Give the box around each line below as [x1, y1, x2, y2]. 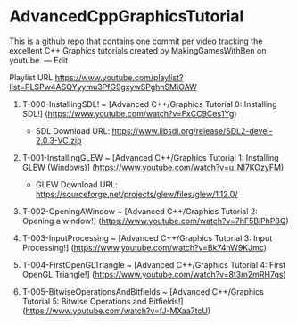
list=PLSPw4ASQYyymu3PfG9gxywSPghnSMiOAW [9, 81, 198, 92]
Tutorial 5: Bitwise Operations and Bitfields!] [21, 296, 185, 306]
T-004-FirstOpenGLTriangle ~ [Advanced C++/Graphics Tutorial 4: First [21, 259, 286, 270]
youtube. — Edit [9, 54, 69, 65]
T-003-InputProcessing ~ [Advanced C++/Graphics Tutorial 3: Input [21, 232, 273, 243]
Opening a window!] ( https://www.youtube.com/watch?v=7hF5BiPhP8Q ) [21, 215, 290, 226]
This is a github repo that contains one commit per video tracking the [9, 36, 263, 46]
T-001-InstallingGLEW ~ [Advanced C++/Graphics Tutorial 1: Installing [21, 152, 279, 162]
